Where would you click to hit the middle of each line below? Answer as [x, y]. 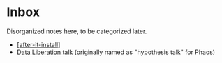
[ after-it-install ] [38, 44]
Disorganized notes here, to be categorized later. [77, 31]
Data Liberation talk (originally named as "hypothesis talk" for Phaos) [116, 52]
